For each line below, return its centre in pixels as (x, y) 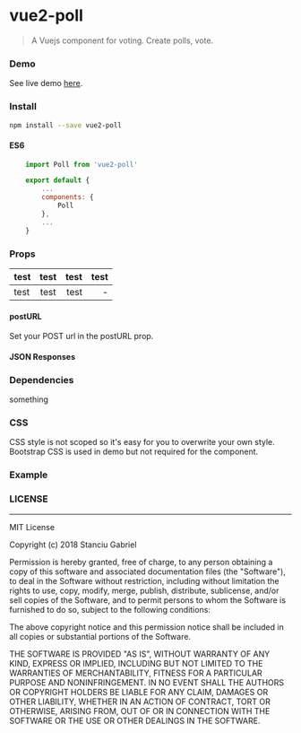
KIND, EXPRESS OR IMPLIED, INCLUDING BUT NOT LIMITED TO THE (136, 663)
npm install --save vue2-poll (66, 125)
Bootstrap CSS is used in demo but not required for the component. (134, 452)
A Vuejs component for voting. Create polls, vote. (122, 40)
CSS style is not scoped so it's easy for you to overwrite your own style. (142, 442)
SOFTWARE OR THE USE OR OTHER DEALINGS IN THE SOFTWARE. (135, 720)
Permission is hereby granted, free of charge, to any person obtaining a (141, 562)
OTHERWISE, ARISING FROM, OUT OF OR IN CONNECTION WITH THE (140, 711)
